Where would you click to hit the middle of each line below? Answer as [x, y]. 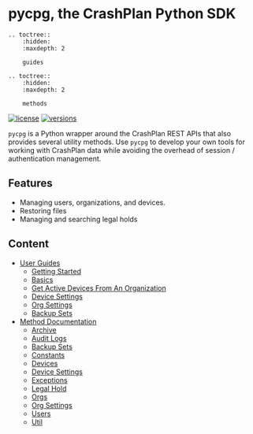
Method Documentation [58, 321]
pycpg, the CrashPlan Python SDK [122, 14]
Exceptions [50, 380]
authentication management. [55, 158]
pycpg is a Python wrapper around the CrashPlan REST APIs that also [119, 133]
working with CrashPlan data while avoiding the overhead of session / [121, 150]
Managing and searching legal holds [78, 219]
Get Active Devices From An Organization [99, 287]
